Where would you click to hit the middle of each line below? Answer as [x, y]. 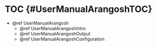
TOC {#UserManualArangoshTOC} [78, 9]
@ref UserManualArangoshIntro [53, 28]
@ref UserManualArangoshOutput [55, 33]
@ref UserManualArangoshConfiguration [62, 39]
